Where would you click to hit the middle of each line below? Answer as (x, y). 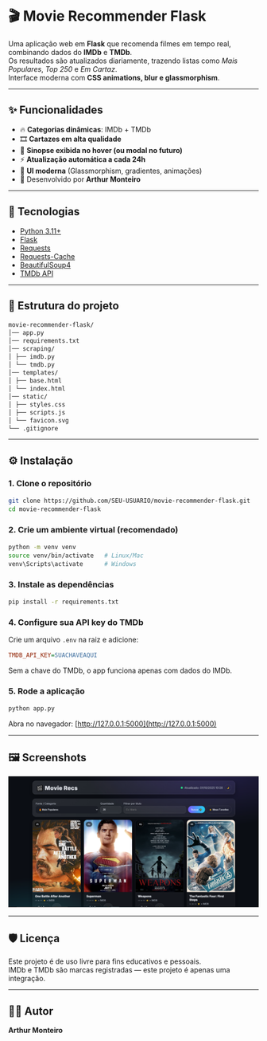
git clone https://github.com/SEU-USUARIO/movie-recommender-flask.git (129, 501)
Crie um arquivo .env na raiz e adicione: (74, 640)
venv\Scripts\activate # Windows (72, 564)
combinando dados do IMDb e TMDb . (70, 52)
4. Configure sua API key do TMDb (76, 622)
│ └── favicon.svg (39, 421)
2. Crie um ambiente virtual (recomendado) (93, 529)
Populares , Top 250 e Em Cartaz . (63, 69)
